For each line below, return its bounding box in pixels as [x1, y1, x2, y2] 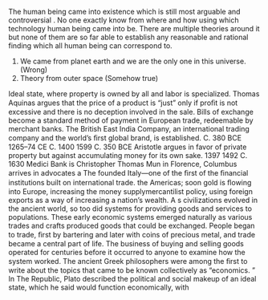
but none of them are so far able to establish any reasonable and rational [8, 32, 249, 42]
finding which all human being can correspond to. [8, 41, 173, 51]
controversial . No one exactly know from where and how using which [8, 15, 239, 25]
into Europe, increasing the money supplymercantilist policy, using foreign [8, 187, 253, 196]
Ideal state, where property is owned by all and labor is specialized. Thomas [8, 89, 260, 99]
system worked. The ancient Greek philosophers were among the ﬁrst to [8, 257, 248, 266]
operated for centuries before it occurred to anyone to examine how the [8, 248, 246, 257]
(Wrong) [19, 65, 48, 75]
